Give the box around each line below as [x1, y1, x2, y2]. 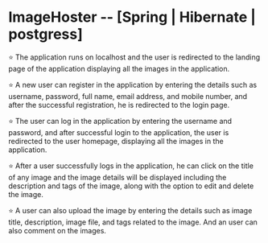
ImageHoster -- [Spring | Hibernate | [8, 8, 256, 27]
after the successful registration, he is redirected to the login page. [8, 100, 230, 109]
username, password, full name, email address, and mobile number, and [8, 91, 248, 101]
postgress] [8, 25, 83, 43]
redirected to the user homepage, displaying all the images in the [8, 136, 224, 146]
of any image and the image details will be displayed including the [8, 172, 227, 182]
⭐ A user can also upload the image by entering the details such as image [8, 205, 253, 215]
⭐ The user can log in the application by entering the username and [8, 116, 232, 126]
